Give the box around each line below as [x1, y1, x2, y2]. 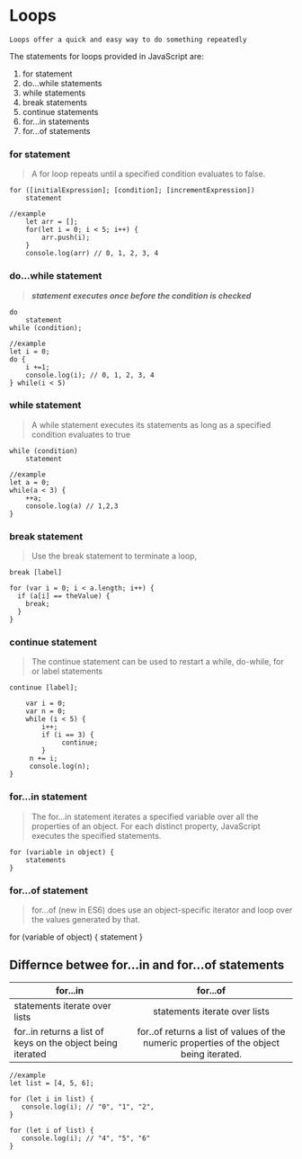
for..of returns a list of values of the [137, 1025, 286, 1038]
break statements [22, 96, 88, 108]
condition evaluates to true [31, 429, 131, 440]
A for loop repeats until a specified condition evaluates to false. [31, 168, 266, 180]
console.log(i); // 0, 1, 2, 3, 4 [25, 370, 155, 379]
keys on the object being [13, 1036, 119, 1048]
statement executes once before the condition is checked [31, 290, 252, 301]
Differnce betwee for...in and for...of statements [9, 958, 285, 973]
